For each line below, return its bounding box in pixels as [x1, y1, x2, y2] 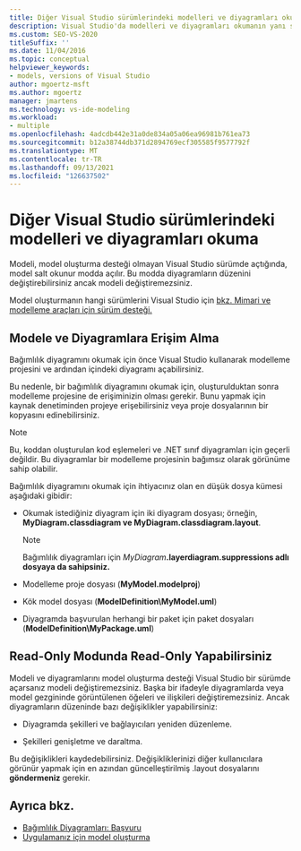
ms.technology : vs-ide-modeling [9, 105, 130, 114]
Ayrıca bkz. [9, 798, 74, 813]
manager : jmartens [9, 96, 78, 106]
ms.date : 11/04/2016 [9, 47, 87, 56]
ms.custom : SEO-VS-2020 [9, 30, 99, 39]
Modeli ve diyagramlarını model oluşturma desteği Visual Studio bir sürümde [9, 673, 291, 683]
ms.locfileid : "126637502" [9, 171, 110, 180]
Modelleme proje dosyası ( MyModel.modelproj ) [21, 579, 202, 589]
